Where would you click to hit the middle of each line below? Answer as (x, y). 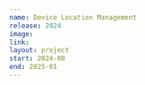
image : (21, 34)
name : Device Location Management (73, 17)
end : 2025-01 (33, 67)
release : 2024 (36, 26)
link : (19, 42)
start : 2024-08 (37, 58)
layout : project (39, 50)
